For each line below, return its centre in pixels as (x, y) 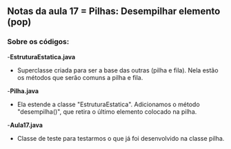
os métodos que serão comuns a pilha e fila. (80, 77)
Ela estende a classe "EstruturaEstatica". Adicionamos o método (108, 104)
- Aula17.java (25, 125)
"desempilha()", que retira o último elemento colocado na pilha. (107, 111)
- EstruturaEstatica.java (41, 57)
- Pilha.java (23, 91)
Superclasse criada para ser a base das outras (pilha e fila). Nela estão (118, 70)
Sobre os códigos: (38, 42)
